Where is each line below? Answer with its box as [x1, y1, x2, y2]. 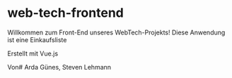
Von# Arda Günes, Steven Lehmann [7, 63, 112, 71]
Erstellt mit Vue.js [7, 49, 59, 58]
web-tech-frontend [7, 5, 124, 21]
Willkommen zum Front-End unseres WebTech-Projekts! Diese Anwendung [7, 28, 226, 37]
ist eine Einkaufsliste [7, 35, 67, 44]
